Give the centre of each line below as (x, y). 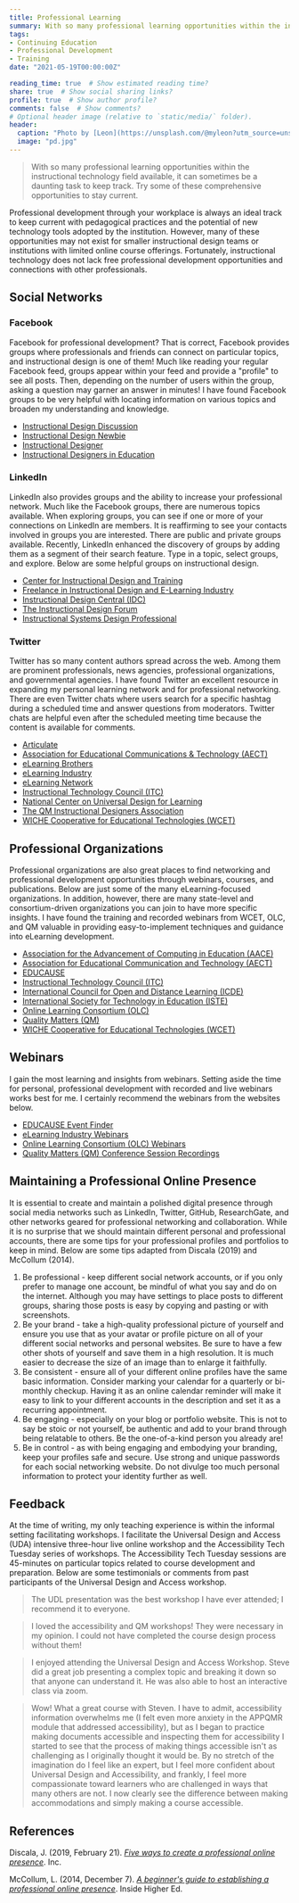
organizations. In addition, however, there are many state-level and (131, 898)
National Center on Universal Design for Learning (112, 802)
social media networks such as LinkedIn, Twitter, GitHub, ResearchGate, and (149, 1212)
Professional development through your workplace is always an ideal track (145, 212)
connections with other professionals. (78, 269)
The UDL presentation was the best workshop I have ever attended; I (157, 1600)
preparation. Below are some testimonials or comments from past (129, 1573)
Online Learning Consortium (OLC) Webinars (104, 1144)
